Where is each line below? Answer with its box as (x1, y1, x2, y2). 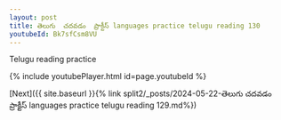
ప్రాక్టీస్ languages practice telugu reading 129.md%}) (9, 100, 197, 111)
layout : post (9, 12, 58, 22)
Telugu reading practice (9, 54, 97, 65)
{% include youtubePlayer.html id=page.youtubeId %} (9, 71, 207, 82)
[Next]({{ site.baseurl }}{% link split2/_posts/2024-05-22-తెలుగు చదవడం (9, 88, 273, 99)
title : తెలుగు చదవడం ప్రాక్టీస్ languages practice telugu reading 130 (9, 21, 261, 30)
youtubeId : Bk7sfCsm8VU (9, 29, 98, 38)
